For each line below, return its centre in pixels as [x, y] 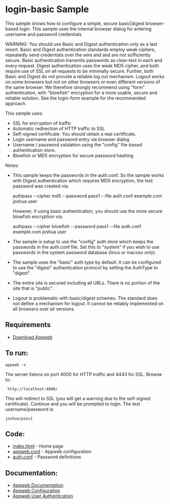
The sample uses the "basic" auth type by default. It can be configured [87, 262]
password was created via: [41, 186]
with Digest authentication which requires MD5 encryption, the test [83, 180]
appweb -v [16, 365]
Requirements [28, 325]
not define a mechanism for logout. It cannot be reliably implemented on [88, 303]
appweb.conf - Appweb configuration [52, 452]
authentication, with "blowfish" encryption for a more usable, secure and [81, 92]
